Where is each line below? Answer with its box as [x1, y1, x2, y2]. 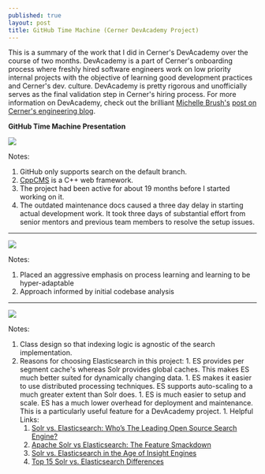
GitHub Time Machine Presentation [8, 121, 126, 131]
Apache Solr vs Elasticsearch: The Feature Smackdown [31, 440, 211, 450]
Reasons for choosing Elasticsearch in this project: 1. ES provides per [19, 356, 244, 366]
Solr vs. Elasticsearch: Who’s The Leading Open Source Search [31, 424, 237, 433]
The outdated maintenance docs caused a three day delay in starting [19, 200, 244, 210]
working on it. [19, 192, 65, 202]
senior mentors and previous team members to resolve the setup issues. [19, 218, 255, 227]
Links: [19, 415, 39, 424]
